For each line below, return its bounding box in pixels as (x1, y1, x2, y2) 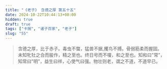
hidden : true (5, 17, 33, 22)
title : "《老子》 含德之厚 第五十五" (5, 7, 76, 13)
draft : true (5, 21, 31, 27)
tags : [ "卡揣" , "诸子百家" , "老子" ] (5, 26, 77, 31)
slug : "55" (5, 31, 29, 36)
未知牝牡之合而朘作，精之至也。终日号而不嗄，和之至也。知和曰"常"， (17, 52, 165, 58)
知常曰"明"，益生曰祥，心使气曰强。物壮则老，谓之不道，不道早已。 (17, 58, 160, 64)
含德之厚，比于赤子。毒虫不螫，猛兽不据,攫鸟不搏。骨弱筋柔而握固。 (17, 46, 162, 51)
